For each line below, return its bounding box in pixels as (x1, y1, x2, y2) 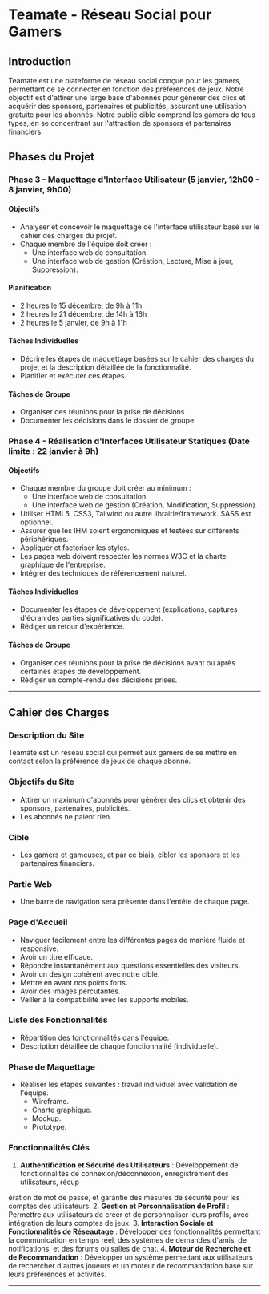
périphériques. (19, 535, 69, 544)
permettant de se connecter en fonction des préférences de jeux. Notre (8, 84, 244, 94)
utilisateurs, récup (19, 1177, 80, 1187)
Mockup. (31, 1114, 62, 1123)
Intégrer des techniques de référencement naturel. (19, 568, 187, 578)
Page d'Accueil (8, 916, 68, 928)
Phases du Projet (8, 150, 94, 164)
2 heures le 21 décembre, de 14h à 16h (19, 309, 147, 318)
